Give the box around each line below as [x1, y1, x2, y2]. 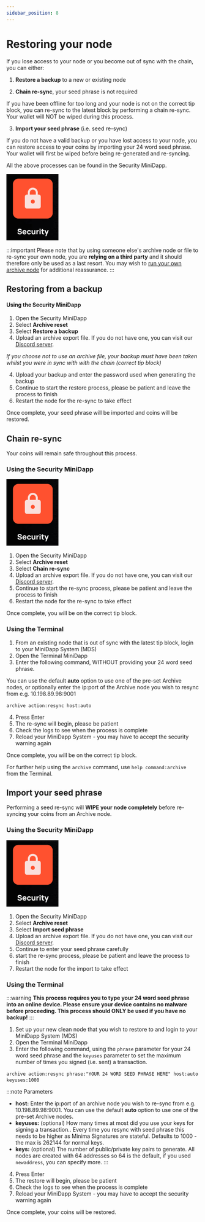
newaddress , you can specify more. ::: [15, 1158, 109, 1165]
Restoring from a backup [6, 283, 103, 294]
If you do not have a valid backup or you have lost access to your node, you [6, 136, 198, 144]
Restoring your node [6, 37, 113, 51]
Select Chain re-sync [15, 565, 70, 573]
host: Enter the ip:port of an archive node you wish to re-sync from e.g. [15, 1100, 196, 1107]
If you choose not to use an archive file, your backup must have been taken [6, 353, 198, 360]
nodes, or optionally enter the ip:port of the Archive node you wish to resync [6, 683, 199, 691]
